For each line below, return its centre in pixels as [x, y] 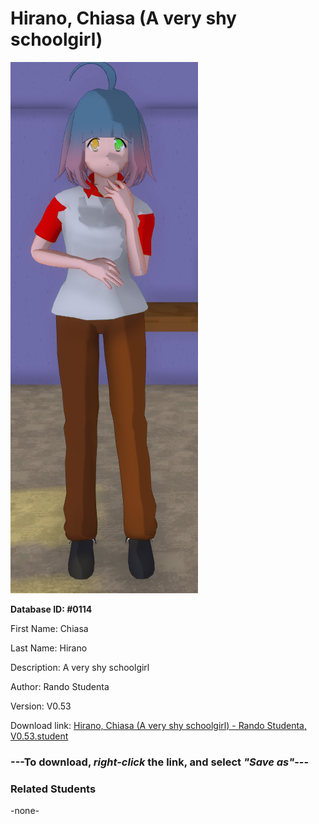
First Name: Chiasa [49, 628]
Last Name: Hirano [49, 648]
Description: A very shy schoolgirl [80, 667]
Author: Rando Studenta [60, 686]
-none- [25, 811]
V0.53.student [39, 736]
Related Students [53, 789]
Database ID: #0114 [51, 609]
